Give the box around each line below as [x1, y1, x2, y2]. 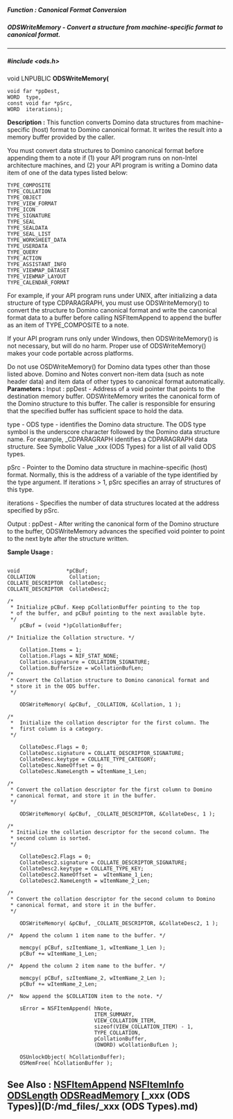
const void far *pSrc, [7, 100, 73, 107]
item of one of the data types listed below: [7, 169, 128, 177]
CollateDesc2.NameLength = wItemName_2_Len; [19, 877, 150, 885]
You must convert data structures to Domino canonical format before [7, 147, 205, 155]
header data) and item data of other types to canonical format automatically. [7, 377, 225, 386]
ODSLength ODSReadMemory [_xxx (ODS [7, 1089, 191, 1101]
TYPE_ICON [7, 206, 36, 213]
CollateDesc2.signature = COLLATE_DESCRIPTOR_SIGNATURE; [19, 859, 188, 866]
